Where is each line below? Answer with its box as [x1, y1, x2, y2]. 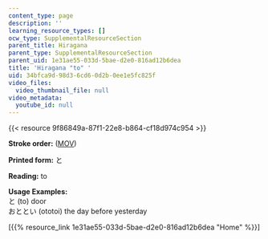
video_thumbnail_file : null [15, 86, 110, 95]
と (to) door [8, 196, 47, 206]
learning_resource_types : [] [8, 26, 106, 34]
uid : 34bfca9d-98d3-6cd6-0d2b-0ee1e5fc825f [8, 71, 156, 79]
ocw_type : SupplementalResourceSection [8, 34, 142, 43]
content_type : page [8, 11, 74, 20]
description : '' [8, 19, 63, 27]
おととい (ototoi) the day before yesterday [8, 206, 148, 217]
